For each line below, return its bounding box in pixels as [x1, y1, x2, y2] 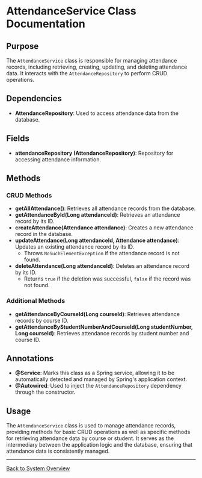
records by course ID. [14, 317, 69, 324]
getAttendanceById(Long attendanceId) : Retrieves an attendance [14, 211, 180, 219]
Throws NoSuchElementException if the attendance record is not [23, 250, 180, 257]
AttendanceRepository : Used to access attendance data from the [14, 110, 179, 117]
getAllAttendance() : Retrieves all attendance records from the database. [14, 205, 196, 212]
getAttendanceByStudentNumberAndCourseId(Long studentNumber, [14, 323, 193, 331]
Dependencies [6, 93, 62, 104]
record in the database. [14, 231, 73, 238]
